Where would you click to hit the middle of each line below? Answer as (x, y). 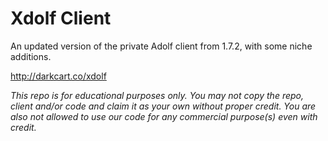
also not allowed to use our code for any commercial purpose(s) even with (164, 116)
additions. (31, 56)
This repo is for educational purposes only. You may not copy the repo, (157, 95)
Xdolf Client (61, 18)
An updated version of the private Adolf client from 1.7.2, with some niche (161, 46)
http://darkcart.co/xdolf (58, 76)
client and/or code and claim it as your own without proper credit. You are (163, 106)
